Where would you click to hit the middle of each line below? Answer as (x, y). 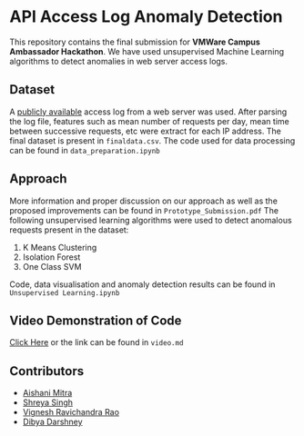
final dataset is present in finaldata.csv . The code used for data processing (152, 140)
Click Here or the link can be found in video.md (96, 342)
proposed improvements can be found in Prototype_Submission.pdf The (144, 210)
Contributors (47, 371)
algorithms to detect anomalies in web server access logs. (119, 61)
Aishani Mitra (47, 393)
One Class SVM (52, 266)
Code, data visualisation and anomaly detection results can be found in (142, 284)
